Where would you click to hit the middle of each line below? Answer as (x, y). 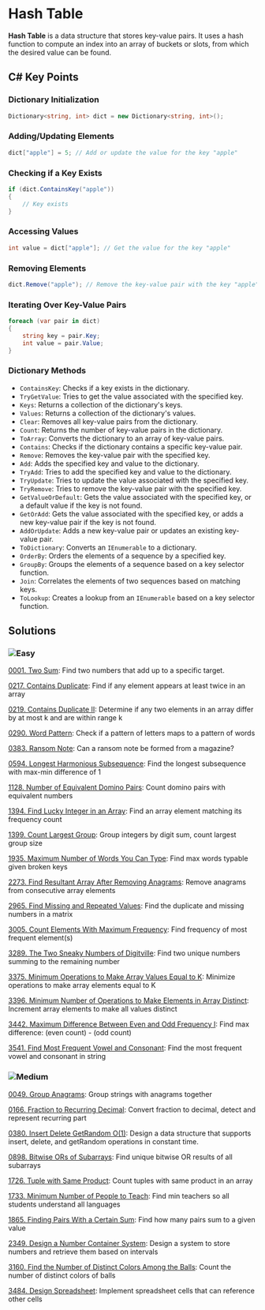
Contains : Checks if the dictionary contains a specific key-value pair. (131, 446)
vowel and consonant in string (57, 1057)
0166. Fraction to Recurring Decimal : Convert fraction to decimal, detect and (132, 1109)
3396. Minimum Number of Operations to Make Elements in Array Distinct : (129, 1000)
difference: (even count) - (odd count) (70, 1033)
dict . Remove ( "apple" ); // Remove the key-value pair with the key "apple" (134, 284)
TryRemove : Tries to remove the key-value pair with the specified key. (131, 488)
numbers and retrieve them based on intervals (83, 1252)
